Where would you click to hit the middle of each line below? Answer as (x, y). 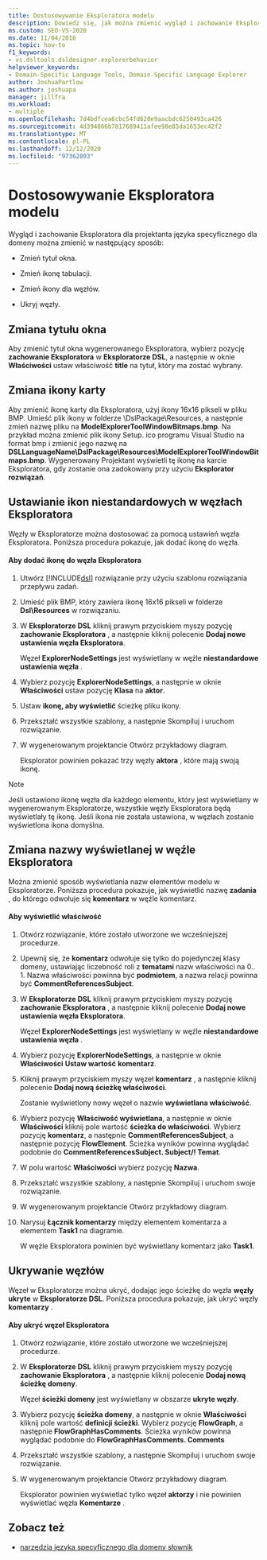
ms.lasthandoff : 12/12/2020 (55, 149)
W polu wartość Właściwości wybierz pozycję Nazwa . (110, 1167)
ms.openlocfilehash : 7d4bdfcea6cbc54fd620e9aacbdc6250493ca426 (115, 119)
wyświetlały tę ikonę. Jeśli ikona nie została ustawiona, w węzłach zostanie (131, 817)
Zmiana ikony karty (57, 390)
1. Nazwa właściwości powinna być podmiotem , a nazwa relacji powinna (139, 975)
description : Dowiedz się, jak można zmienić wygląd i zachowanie (120, 23)
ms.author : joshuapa (43, 89)
